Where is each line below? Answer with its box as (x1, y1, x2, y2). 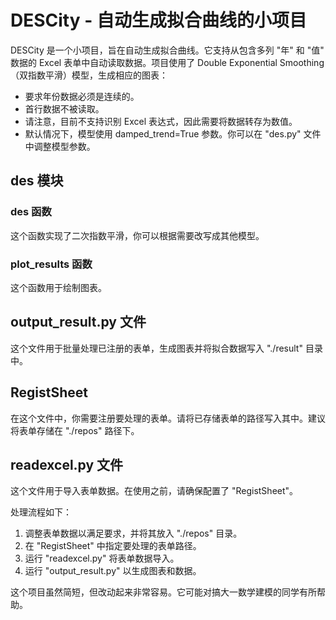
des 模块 (10, 172, 64, 190)
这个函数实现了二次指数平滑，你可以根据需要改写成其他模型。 (10, 229, 265, 241)
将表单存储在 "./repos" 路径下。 (10, 424, 140, 436)
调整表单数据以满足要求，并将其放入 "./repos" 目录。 (24, 527, 243, 540)
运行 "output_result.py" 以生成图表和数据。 (24, 565, 202, 577)
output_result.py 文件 (10, 314, 147, 331)
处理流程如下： (10, 506, 72, 518)
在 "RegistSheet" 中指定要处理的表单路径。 (24, 540, 202, 552)
